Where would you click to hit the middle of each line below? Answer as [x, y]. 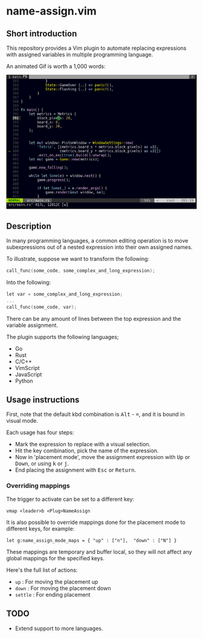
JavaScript [28, 374]
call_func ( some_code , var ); [42, 307]
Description [29, 226]
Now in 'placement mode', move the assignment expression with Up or [102, 457]
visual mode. [22, 421]
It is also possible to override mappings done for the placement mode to [96, 522]
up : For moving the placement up [56, 582]
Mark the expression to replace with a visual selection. [83, 445]
